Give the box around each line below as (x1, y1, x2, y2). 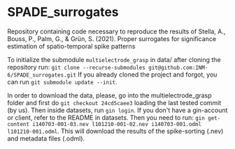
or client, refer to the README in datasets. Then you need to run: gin (7, 113, 205, 122)
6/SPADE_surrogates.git (7, 71, 77, 79)
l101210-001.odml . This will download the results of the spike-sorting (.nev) (7, 127, 224, 135)
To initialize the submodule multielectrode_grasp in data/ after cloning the (7, 55, 222, 63)
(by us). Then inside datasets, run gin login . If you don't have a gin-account (7, 106, 228, 114)
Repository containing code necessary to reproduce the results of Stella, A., (7, 27, 226, 36)
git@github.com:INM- (148, 64, 208, 71)
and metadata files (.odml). (7, 134, 85, 143)
